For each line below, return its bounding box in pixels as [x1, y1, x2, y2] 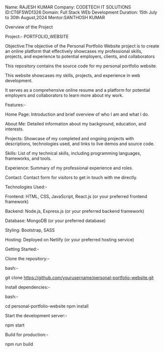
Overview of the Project [5, 24, 53, 30]
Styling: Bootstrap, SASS [5, 227, 55, 233]
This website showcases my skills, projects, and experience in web [5, 73, 141, 78]
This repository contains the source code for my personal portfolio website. [5, 63, 158, 69]
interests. [5, 126, 24, 132]
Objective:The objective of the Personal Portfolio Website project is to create [5, 43, 160, 49]
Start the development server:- [5, 313, 68, 318]
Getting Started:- [5, 246, 39, 252]
